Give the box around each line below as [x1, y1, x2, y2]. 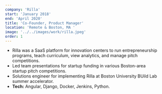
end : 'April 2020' [5, 16, 42, 21]
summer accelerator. [12, 78, 54, 84]
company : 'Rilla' [5, 7, 40, 12]
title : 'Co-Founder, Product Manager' [5, 20, 84, 26]
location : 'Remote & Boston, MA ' [5, 25, 76, 30]
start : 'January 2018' [5, 12, 51, 16]
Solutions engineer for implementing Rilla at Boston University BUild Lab [12, 73, 157, 79]
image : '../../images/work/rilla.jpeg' [5, 30, 86, 34]
